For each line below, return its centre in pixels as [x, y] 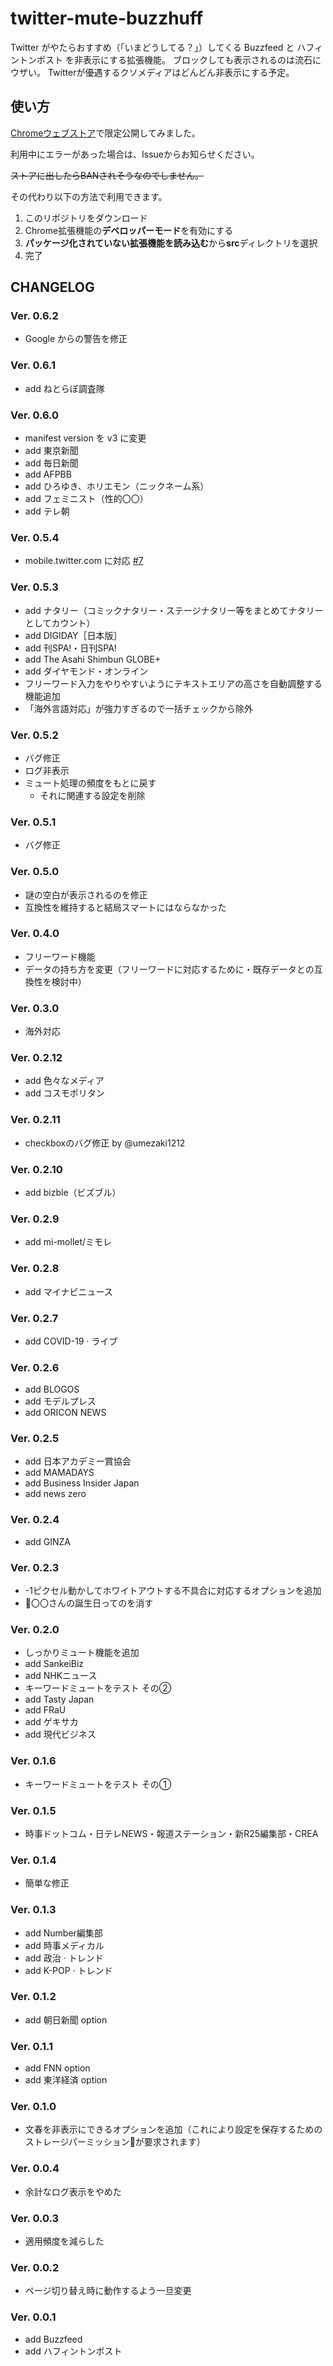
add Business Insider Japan [82, 1483]
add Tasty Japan [59, 1699]
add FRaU [45, 1710]
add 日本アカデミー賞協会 [78, 1461]
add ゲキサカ [51, 1722]
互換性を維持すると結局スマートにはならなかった [125, 907]
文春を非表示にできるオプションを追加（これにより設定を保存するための [173, 2129]
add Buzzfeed [53, 2339]
